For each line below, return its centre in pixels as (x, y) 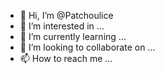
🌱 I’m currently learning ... (73, 36)
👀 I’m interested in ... (62, 26)
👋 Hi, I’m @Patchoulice (66, 15)
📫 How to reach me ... (66, 58)
